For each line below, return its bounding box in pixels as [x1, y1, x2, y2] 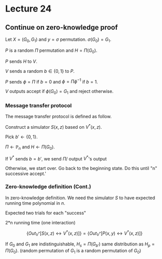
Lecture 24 [5, 3, 52, 15]
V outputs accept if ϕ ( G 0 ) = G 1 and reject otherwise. [5, 89, 114, 96]
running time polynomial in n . [5, 200, 65, 206]
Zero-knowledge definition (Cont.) [5, 183, 92, 190]
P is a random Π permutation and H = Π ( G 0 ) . [5, 47, 98, 54]
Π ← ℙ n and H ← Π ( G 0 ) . [5, 144, 55, 151]
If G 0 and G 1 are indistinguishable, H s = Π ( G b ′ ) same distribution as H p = [5, 241, 155, 248]
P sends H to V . [5, 58, 38, 64]
